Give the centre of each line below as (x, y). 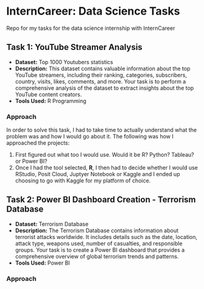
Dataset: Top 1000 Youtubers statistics (64, 62)
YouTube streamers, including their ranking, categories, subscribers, (101, 75)
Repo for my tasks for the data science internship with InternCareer (91, 28)
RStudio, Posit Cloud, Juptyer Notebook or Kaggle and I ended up (97, 174)
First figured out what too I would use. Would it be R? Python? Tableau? (104, 155)
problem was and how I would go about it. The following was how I (90, 137)
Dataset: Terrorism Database (52, 224)
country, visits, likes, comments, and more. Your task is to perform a (100, 81)
